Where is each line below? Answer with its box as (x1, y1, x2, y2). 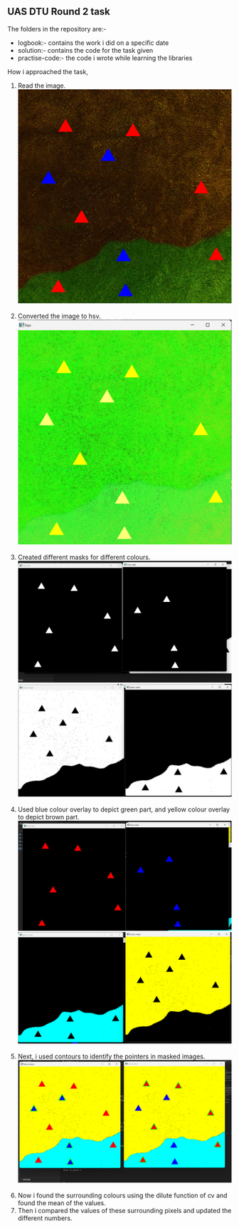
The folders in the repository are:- (7, 24, 107, 33)
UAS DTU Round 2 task (7, 6, 110, 18)
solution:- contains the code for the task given (17, 46, 154, 54)
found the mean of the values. (17, 1198, 106, 1207)
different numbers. (17, 1214, 73, 1222)
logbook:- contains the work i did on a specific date (17, 39, 169, 47)
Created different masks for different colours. (17, 553, 151, 561)
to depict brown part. (17, 812, 80, 821)
